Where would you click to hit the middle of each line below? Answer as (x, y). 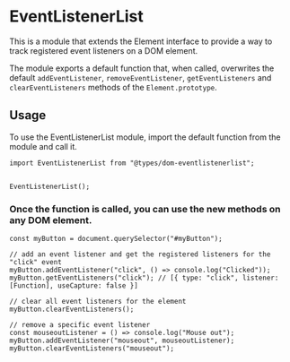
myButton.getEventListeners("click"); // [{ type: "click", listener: (144, 278)
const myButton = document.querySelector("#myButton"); (116, 239)
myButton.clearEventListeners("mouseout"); (92, 349)
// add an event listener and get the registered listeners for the (140, 254)
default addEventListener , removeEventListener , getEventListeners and (141, 77)
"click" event (36, 263)
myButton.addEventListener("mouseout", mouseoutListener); (122, 341)
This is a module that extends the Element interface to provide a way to (141, 41)
